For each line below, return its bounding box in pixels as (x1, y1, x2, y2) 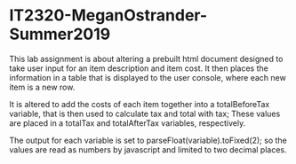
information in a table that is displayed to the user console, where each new (9, 72, 286, 82)
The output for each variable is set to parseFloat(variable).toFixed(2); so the (9, 135, 287, 145)
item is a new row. (9, 82, 76, 92)
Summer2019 (9, 24, 111, 44)
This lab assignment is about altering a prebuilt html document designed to (9, 53, 284, 64)
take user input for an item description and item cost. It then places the (9, 63, 268, 74)
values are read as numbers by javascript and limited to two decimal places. (9, 144, 287, 155)
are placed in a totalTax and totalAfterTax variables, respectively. (9, 117, 246, 129)
